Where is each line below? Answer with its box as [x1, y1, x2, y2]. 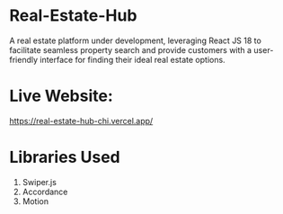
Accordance [22, 186, 68, 197]
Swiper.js [22, 176, 57, 187]
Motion [22, 195, 49, 207]
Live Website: [9, 86, 114, 106]
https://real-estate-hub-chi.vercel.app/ [9, 115, 154, 126]
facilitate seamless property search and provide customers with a [9, 44, 252, 55]
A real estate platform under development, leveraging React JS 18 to [9, 35, 262, 46]
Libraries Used [9, 147, 120, 167]
